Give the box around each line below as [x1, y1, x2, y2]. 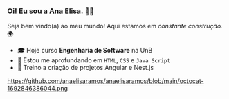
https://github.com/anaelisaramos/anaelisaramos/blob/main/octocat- [7, 77, 204, 85]
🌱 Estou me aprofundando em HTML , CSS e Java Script [17, 56, 171, 64]
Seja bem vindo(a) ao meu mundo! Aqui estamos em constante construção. [7, 22, 223, 30]
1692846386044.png [7, 84, 68, 93]
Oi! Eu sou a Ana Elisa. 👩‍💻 [7, 6, 95, 16]
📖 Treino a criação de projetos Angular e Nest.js [17, 64, 154, 72]
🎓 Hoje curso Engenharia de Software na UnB [17, 46, 153, 55]
